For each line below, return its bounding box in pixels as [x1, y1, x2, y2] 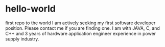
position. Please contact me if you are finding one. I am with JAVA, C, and [5, 25, 160, 31]
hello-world [5, 3, 56, 15]
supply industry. [5, 36, 39, 42]
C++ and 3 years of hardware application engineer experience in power [5, 30, 156, 36]
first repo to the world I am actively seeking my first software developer [5, 20, 156, 26]
